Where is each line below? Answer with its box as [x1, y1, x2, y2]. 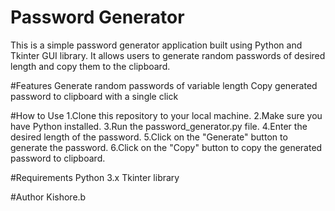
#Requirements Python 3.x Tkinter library [10, 171, 180, 183]
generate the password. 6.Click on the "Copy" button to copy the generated [10, 141, 323, 153]
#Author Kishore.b [10, 191, 87, 203]
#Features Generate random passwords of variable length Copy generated [10, 79, 318, 91]
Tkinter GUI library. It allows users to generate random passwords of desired [10, 49, 326, 61]
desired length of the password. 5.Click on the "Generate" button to [10, 131, 288, 143]
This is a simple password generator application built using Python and [10, 39, 303, 51]
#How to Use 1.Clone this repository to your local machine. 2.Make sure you [10, 109, 323, 121]
